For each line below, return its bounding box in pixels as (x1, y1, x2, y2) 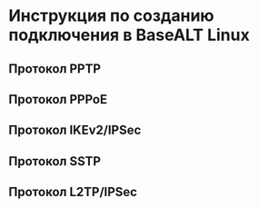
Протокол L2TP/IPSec (8, 184, 138, 200)
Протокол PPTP (8, 61, 102, 76)
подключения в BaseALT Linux (8, 25, 251, 45)
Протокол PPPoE (8, 92, 108, 107)
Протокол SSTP (8, 154, 102, 169)
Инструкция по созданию (8, 5, 214, 26)
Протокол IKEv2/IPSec (8, 123, 142, 138)
